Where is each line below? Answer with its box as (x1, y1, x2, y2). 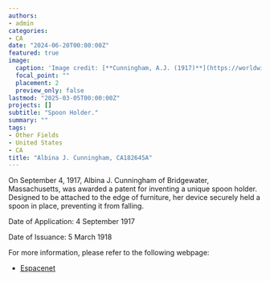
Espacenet (19, 263, 56, 273)
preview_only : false (15, 86, 84, 95)
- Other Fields (8, 131, 59, 139)
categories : (8, 26, 48, 35)
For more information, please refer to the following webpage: (8, 248, 210, 258)
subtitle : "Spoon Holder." (8, 109, 99, 117)
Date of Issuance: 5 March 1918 (8, 232, 112, 242)
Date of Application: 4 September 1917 (8, 217, 135, 226)
